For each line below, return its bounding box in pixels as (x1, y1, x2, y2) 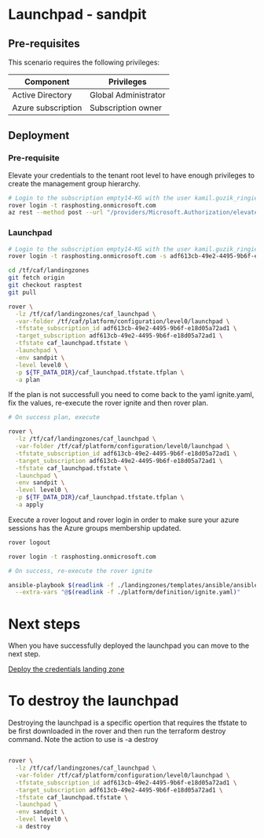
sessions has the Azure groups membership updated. (8, 523, 181, 532)
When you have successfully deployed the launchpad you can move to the (8, 641, 250, 650)
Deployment (8, 129, 70, 142)
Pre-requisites (8, 37, 80, 50)
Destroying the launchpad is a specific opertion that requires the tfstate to (8, 718, 247, 728)
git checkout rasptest (8, 281, 82, 289)
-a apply (15, 501, 44, 509)
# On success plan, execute (8, 413, 101, 421)
